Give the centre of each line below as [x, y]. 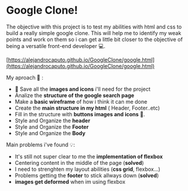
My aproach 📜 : [25, 77]
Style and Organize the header [52, 120]
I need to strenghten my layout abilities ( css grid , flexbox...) [87, 169]
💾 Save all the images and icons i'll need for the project [82, 89]
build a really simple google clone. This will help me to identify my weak [94, 33]
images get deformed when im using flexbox [70, 182]
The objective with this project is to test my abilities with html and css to [94, 27]
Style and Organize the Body [50, 133]
